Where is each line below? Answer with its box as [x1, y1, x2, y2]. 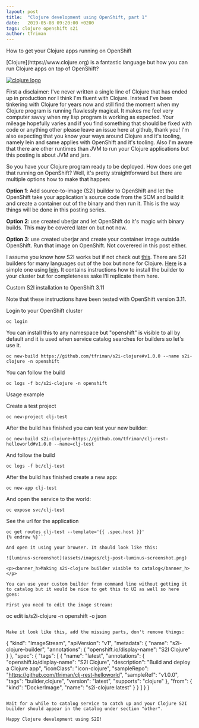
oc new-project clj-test [6, 414, 68, 420]
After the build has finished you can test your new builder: [6, 424, 148, 432]
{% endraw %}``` [6, 534, 46, 540]
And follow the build [6, 452, 55, 459]
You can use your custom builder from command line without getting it [6, 581, 187, 587]
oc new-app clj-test [6, 485, 58, 491]
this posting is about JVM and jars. [6, 151, 91, 158]
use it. [6, 342, 21, 349]
